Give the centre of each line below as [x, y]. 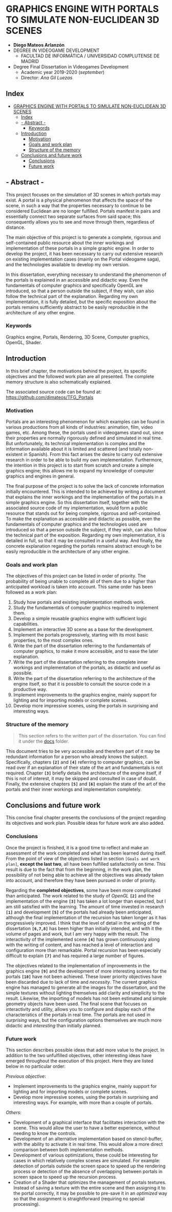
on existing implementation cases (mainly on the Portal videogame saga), [83, 259]
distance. [16, 227]
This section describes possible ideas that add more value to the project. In [85, 1050]
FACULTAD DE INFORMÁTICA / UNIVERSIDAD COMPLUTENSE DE [90, 56]
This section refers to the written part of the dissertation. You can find [92, 736]
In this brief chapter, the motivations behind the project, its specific [77, 371]
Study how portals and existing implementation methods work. [79, 602]
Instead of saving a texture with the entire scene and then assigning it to [89, 1187]
